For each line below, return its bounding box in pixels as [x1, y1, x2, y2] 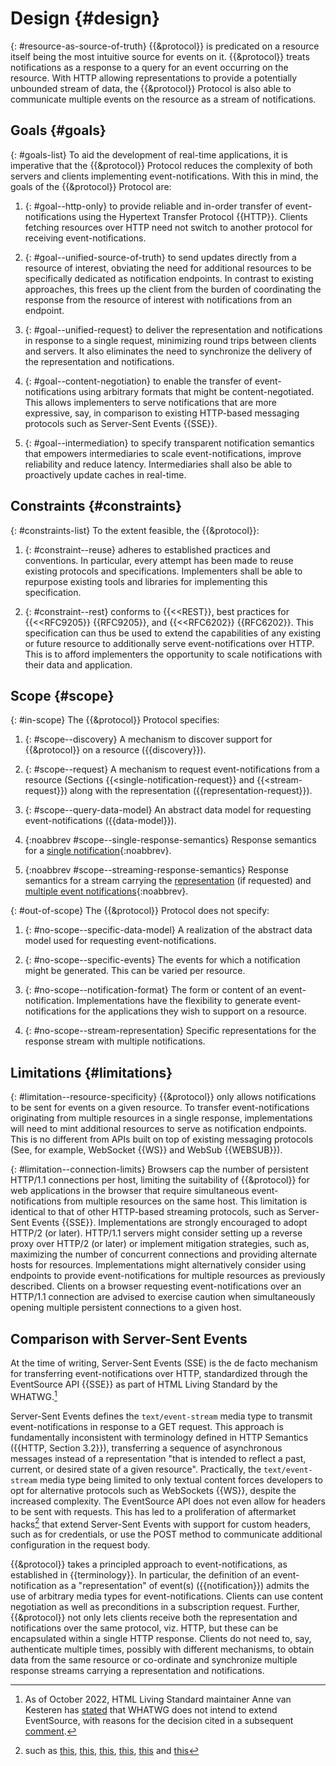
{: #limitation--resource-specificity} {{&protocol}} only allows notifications [10, 1091, 317, 1103]
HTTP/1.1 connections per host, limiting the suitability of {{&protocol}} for [10, 1174, 310, 1186]
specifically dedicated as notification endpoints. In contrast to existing [24, 272, 314, 284]
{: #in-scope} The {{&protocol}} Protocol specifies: [10, 714, 220, 726]
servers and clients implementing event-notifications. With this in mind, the [10, 170, 319, 182]
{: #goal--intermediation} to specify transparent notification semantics [24, 437, 315, 449]
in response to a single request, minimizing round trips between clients [24, 334, 317, 346]
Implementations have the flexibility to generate [76, 995, 273, 1007]
